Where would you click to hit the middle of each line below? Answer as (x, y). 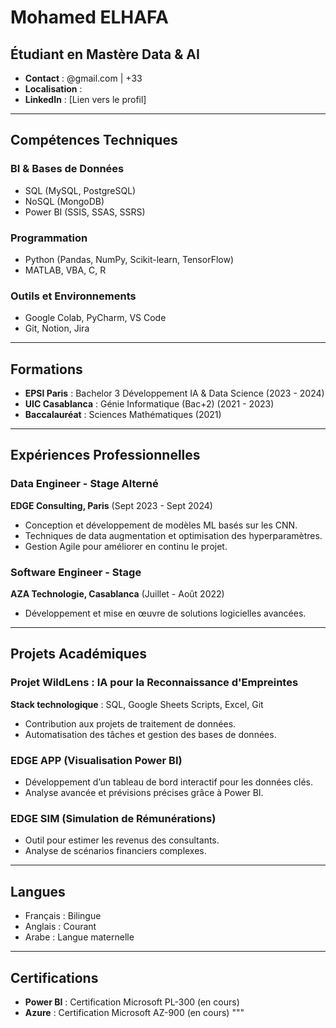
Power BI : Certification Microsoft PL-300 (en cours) (132, 1002)
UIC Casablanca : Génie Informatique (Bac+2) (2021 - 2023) (149, 404)
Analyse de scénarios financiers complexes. (115, 851)
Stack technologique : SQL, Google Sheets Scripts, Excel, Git (137, 704)
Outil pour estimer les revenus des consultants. (122, 840)
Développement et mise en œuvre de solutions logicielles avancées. (165, 613)
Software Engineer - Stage (76, 572)
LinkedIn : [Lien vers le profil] (85, 99)
